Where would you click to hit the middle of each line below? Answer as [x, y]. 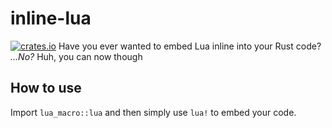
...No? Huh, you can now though [76, 56]
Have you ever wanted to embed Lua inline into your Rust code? [190, 46]
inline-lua [51, 18]
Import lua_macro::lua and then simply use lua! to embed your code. [153, 112]
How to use [46, 88]
